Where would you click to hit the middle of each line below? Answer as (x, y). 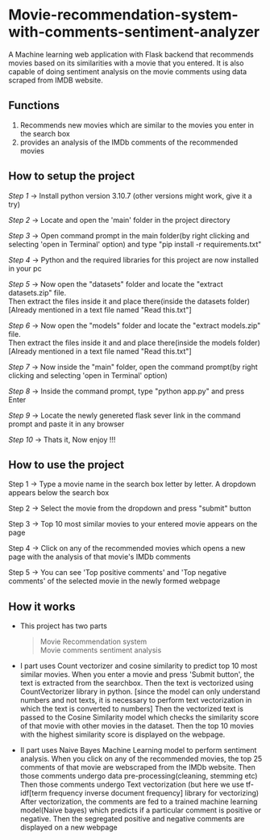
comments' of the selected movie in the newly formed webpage (114, 581)
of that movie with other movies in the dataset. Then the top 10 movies (137, 726)
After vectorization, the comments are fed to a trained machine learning (139, 802)
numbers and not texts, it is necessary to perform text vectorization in (136, 700)
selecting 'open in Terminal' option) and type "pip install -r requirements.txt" (135, 244)
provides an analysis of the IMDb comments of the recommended (129, 142)
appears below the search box (59, 493)
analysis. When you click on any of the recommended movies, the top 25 (141, 759)
